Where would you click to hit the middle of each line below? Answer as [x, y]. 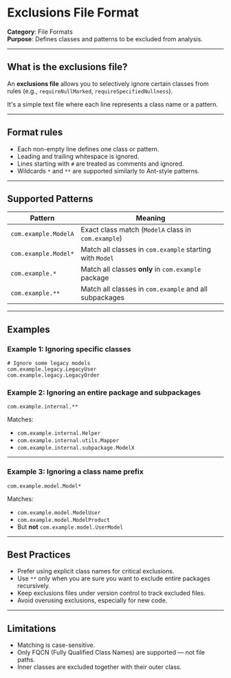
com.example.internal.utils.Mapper [68, 441]
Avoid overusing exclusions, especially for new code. [92, 600]
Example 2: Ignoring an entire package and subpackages [104, 392]
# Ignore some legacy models [49, 363]
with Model [98, 258]
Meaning [151, 218]
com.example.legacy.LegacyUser [52, 369]
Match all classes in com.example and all [144, 289]
